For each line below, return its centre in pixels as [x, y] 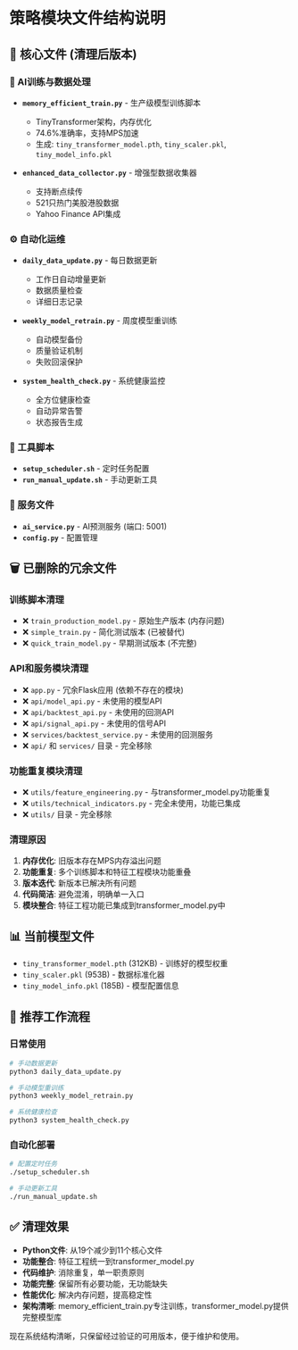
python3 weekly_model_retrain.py [71, 1096]
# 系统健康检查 [33, 1112]
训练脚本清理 [37, 600]
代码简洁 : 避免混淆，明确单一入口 [83, 895]
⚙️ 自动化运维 [37, 239]
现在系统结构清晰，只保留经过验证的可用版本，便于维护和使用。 [126, 1336]
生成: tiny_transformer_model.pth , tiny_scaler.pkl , [131, 144]
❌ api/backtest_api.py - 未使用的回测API [98, 712]
